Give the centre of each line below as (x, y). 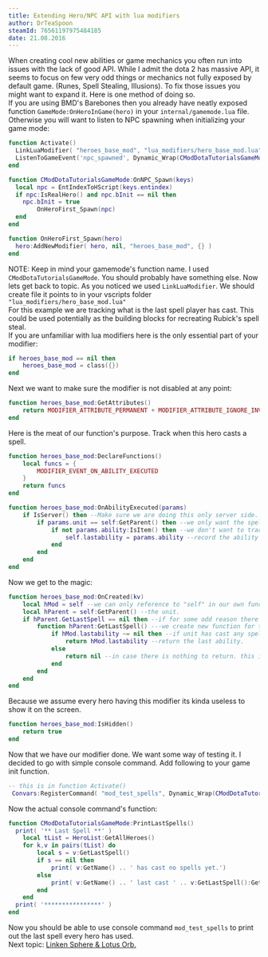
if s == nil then (65, 860)
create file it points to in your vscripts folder (80, 294)
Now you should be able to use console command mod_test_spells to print (131, 927)
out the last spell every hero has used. (71, 936)
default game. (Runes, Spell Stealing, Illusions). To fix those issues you (124, 86)
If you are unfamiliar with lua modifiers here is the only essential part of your (134, 335)
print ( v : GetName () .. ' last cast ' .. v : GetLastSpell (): (151, 883)
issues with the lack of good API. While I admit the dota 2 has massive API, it (134, 69)
